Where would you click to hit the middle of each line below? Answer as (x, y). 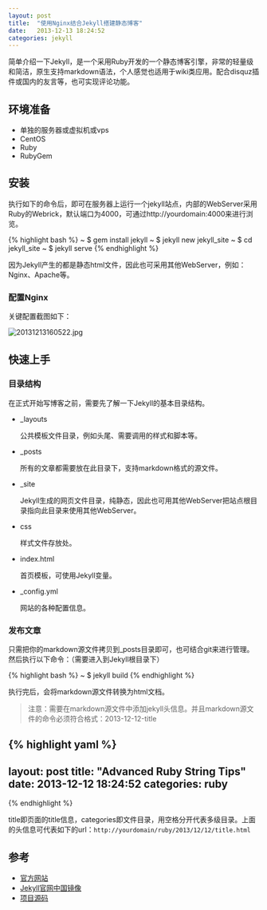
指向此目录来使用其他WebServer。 (84, 510)
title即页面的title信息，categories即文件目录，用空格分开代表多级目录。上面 (132, 820)
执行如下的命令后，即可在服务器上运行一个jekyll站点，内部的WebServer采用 (133, 204)
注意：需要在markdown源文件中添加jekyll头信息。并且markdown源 (137, 709)
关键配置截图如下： (40, 316)
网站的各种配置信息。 (55, 607)
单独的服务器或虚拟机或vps (64, 130)
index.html (37, 558)
